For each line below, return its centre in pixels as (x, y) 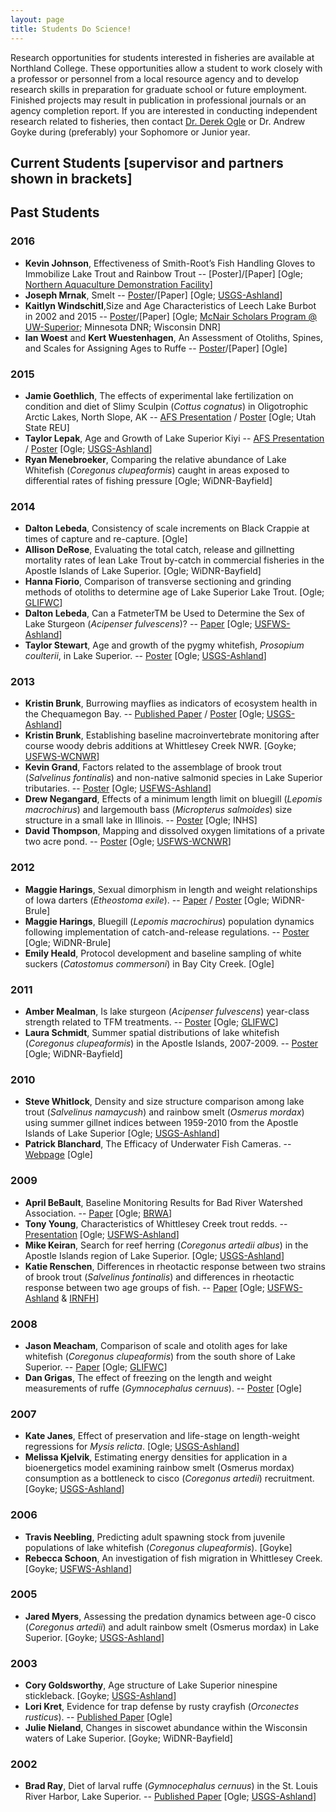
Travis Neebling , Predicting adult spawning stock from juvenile (155, 1537)
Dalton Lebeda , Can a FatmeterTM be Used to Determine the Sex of (164, 613)
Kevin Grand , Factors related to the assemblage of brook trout (153, 767)
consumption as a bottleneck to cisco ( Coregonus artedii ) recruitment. (169, 1478)
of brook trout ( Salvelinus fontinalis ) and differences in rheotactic (159, 1277)
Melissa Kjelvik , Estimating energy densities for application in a (156, 1457)
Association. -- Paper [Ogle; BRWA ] (98, 1213)
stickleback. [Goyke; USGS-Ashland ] (100, 1696)
